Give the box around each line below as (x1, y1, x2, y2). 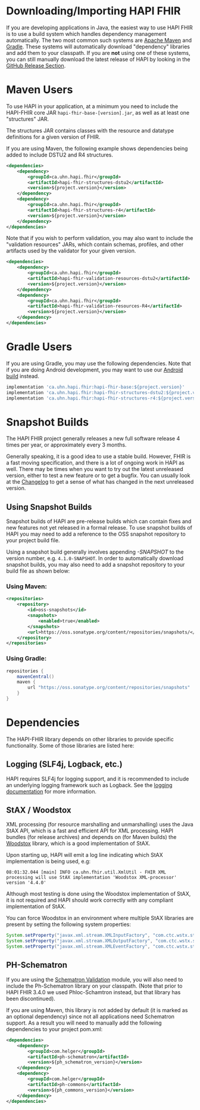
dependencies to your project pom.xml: (6, 1025, 103, 1032)
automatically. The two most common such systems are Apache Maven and (6, 36, 192, 44)
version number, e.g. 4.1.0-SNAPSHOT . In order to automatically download (6, 555, 183, 562)
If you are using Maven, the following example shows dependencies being (6, 144, 188, 152)
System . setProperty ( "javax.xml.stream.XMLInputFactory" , (6, 933, 151, 939)
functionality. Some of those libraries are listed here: (6, 742, 135, 749)
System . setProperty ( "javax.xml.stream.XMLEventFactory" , (6, 943, 151, 950)
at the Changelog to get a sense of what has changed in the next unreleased (6, 478, 194, 485)
